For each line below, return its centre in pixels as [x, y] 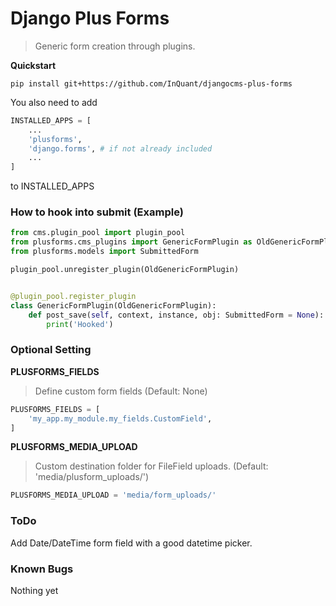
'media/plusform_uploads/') [92, 477]
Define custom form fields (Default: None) [121, 391]
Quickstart [33, 65]
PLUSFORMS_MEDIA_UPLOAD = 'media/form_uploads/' [113, 495]
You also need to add [54, 102]
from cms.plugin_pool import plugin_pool [98, 233]
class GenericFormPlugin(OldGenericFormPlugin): [113, 305]
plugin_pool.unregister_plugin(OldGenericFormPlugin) [125, 270]
